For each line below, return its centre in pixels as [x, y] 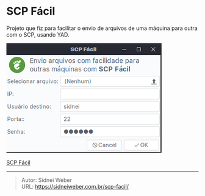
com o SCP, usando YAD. [38, 34]
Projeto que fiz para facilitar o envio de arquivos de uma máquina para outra [102, 28]
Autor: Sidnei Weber [46, 180]
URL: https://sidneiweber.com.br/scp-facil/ [75, 186]
